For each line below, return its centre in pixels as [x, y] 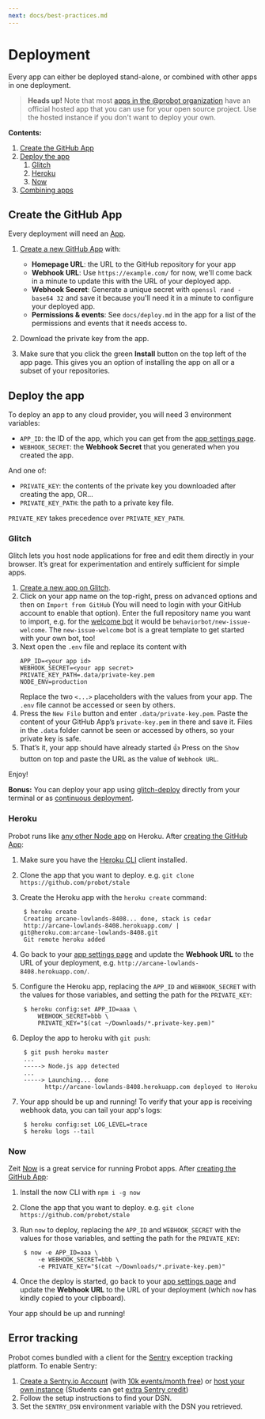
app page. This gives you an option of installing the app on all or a [127, 362]
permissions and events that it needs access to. [109, 323]
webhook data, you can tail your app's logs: [91, 1110]
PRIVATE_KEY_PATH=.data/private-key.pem [87, 675]
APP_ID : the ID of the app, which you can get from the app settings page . [138, 438]
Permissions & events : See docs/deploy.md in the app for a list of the [144, 315]
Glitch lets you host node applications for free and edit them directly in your [131, 556]
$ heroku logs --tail [59, 1131]
